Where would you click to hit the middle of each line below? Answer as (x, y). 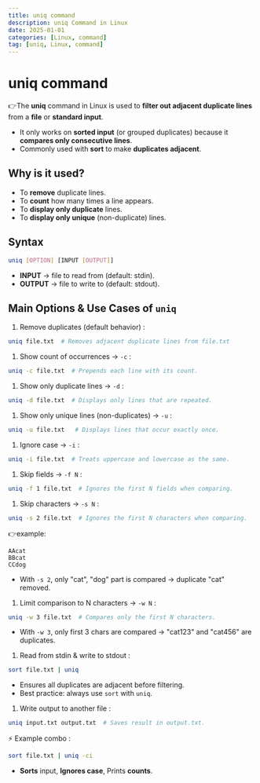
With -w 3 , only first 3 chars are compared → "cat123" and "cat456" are (135, 632)
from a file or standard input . (56, 117)
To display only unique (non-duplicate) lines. (93, 218)
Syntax (26, 242)
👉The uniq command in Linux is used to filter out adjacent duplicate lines (130, 106)
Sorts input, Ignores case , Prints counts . (86, 771)
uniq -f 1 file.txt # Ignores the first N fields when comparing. (121, 488)
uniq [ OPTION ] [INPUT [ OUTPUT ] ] (61, 260)
